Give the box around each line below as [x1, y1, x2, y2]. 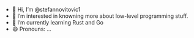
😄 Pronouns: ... [12, 25, 52, 32]
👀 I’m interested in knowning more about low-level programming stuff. [12, 12, 188, 20]
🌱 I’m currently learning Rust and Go [12, 19, 104, 26]
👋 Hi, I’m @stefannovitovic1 [12, 6, 81, 13]
